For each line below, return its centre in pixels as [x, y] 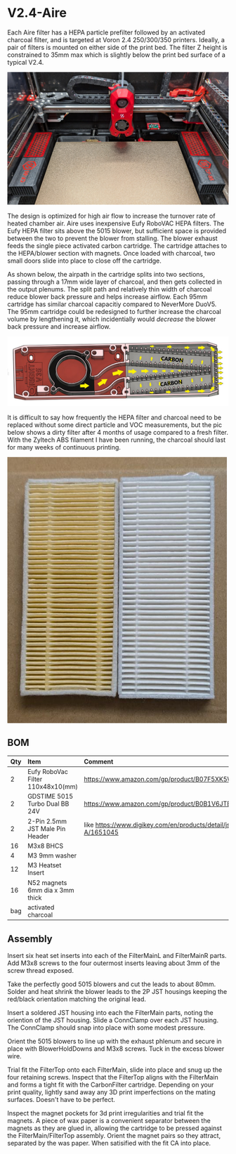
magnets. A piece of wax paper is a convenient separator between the [109, 1121]
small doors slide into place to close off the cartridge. [84, 261]
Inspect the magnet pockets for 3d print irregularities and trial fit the [106, 1113]
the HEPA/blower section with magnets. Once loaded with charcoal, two [111, 253]
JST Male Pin [47, 828]
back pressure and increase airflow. [59, 326]
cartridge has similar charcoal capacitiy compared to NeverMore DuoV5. [112, 304]
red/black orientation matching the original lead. [77, 999]
